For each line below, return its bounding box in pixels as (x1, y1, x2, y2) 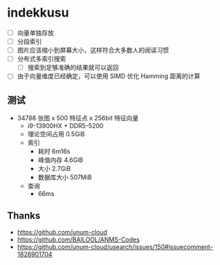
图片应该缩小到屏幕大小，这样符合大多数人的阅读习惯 (17, 46, 169, 55)
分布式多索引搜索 (17, 55, 66, 63)
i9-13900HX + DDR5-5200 (27, 122, 104, 130)
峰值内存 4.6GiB (37, 156, 84, 164)
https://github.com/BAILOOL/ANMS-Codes (17, 235, 140, 244)
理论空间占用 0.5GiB (27, 130, 85, 138)
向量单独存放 (17, 28, 54, 37)
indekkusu (7, 5, 69, 21)
